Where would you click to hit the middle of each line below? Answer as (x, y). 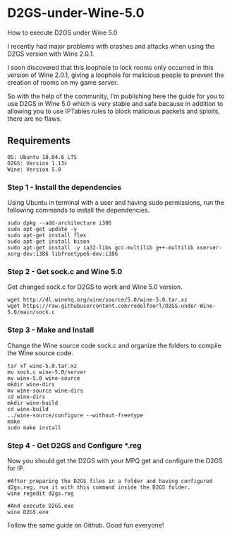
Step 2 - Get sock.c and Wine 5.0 (65, 271)
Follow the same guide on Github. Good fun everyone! (86, 525)
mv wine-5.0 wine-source (44, 378)
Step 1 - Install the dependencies (65, 187)
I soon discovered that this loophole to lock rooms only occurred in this (110, 67)
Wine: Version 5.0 (34, 169)
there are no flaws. (35, 119)
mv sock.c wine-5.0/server (47, 372)
